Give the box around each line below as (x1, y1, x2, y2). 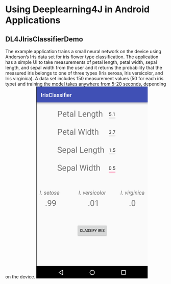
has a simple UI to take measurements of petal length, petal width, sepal (5, 59, 157, 65)
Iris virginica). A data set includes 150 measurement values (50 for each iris (5, 76, 164, 81)
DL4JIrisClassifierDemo (5, 35, 83, 43)
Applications (5, 14, 61, 26)
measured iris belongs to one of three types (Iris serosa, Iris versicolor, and (5, 70, 163, 76)
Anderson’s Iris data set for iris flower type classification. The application (5, 54, 159, 60)
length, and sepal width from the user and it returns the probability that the (5, 65, 162, 70)
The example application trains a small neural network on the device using (5, 49, 162, 54)
